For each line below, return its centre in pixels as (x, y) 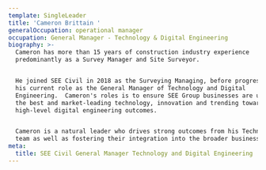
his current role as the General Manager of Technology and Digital (131, 88)
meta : (17, 146)
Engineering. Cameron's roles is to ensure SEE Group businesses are (134, 96)
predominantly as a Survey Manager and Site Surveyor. (108, 60)
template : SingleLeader (47, 15)
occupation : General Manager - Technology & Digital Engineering (118, 38)
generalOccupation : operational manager (76, 30)
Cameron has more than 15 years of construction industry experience (132, 52)
